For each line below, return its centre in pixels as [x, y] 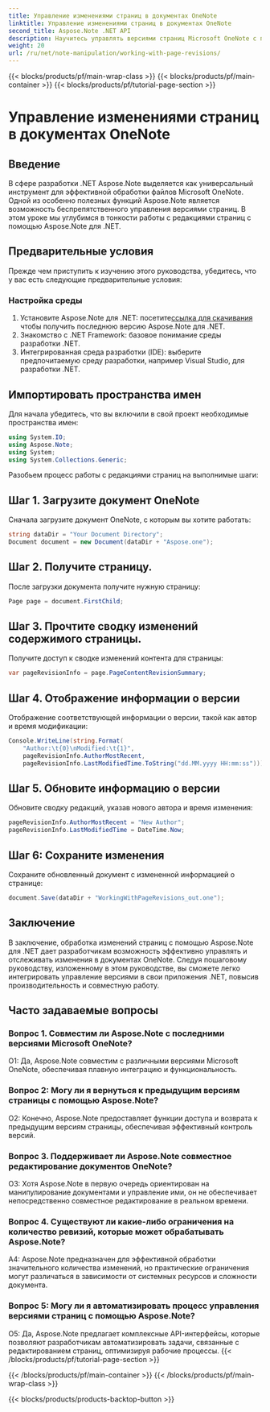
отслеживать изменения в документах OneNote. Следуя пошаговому [128, 959]
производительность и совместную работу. [84, 985]
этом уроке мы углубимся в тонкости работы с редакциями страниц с [130, 217]
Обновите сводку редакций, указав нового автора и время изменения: [131, 808]
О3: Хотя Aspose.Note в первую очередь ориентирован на [109, 1184]
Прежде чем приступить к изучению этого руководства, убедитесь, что [133, 271]
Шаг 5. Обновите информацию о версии [115, 789]
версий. [22, 1135]
